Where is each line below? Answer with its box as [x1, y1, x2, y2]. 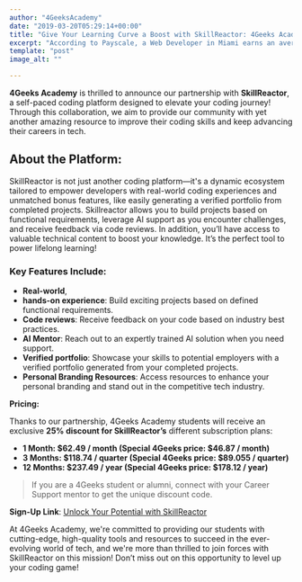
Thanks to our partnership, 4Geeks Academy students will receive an [9, 416, 266, 427]
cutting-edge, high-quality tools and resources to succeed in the [9, 533, 249, 544]
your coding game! [9, 562, 79, 573]
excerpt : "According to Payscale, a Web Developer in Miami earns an [9, 38, 276, 48]
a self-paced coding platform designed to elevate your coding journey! [9, 97, 271, 108]
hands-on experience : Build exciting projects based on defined [22, 295, 259, 306]
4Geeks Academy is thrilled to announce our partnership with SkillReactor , [9, 87, 289, 98]
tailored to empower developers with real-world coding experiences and [9, 185, 277, 196]
